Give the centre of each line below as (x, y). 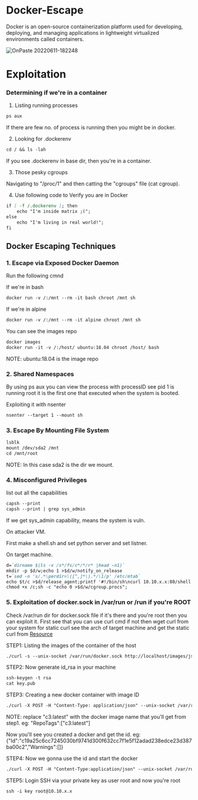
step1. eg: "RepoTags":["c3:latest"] (48, 723)
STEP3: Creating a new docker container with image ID (73, 695)
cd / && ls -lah (26, 150)
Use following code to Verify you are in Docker (71, 195)
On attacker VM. (26, 532)
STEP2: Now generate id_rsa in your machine (61, 667)
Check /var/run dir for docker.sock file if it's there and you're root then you (97, 615)
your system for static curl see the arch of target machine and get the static (98, 628)
